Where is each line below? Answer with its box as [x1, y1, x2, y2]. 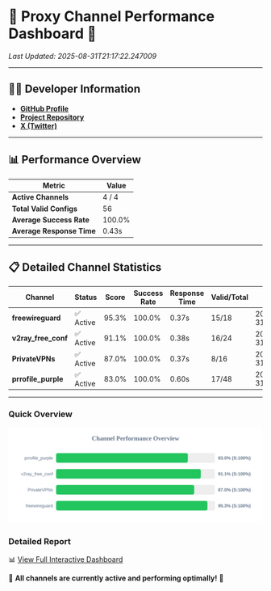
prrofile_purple [11, 374, 64, 383]
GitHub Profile [19, 103, 69, 113]
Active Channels [11, 192, 69, 202]
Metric [42, 181, 66, 191]
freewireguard [11, 313, 61, 323]
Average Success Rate [11, 214, 90, 225]
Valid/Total [211, 293, 248, 302]
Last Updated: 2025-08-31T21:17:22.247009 [8, 51, 157, 61]
